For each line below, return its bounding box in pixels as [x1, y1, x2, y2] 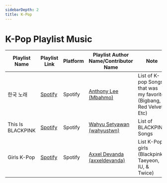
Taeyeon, [138, 157, 160, 164]
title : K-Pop [5, 12, 32, 17]
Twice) [138, 170, 154, 177]
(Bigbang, [138, 97, 161, 104]
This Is [7, 121, 23, 128]
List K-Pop [138, 138, 163, 145]
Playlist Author [92, 51, 129, 58]
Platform [63, 58, 84, 65]
